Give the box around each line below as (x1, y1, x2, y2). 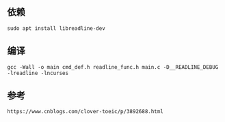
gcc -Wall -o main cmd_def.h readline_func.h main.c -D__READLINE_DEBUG (7, 63, 219, 70)
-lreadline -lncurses (7, 70, 69, 76)
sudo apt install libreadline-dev (7, 25, 106, 32)
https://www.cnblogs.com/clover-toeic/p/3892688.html (7, 108, 164, 115)
